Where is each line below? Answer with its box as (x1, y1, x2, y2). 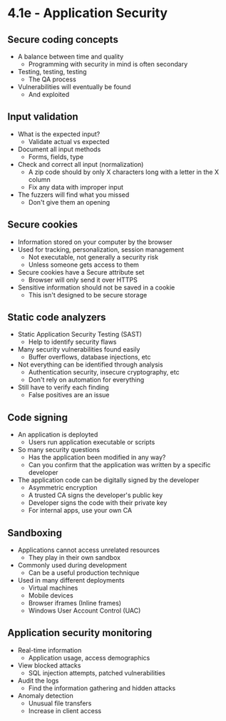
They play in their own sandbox (28, 553, 121, 562)
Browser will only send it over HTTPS (28, 275, 138, 284)
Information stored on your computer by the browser (17, 237, 173, 246)
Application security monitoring (7, 627, 153, 639)
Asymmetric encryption (28, 484, 98, 492)
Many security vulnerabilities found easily (17, 345, 140, 354)
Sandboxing (7, 526, 63, 539)
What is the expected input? (17, 130, 101, 138)
